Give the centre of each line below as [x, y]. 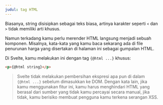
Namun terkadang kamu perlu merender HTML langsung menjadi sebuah [78, 38]
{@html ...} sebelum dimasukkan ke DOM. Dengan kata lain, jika [82, 82]
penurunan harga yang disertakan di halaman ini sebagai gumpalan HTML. [80, 48]
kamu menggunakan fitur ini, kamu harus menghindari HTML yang [83, 86]
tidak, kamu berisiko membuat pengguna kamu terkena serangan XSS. [88, 97]
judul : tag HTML [21, 10]
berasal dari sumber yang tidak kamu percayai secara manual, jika [83, 92]
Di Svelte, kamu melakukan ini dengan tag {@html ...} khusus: [68, 58]
